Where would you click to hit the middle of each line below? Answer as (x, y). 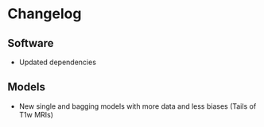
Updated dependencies (58, 62)
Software (31, 43)
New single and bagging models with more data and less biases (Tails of (138, 106)
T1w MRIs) (36, 114)
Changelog (45, 14)
